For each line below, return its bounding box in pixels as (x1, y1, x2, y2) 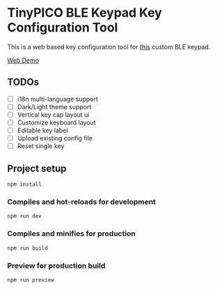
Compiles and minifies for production (7, 229, 136, 239)
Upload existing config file (17, 134, 93, 143)
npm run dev (7, 213, 42, 220)
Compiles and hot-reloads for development (7, 197, 156, 207)
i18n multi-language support (17, 95, 99, 103)
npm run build (7, 245, 49, 252)
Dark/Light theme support (17, 102, 92, 111)
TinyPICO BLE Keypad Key (7, 5, 162, 21)
